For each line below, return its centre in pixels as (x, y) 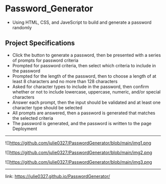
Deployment (25, 129)
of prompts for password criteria (45, 60)
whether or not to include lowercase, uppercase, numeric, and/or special (86, 92)
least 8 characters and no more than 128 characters (65, 81)
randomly (22, 27)
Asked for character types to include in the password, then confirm (81, 87)
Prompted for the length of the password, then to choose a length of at (84, 76)
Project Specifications (40, 43)
